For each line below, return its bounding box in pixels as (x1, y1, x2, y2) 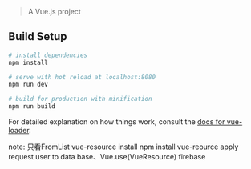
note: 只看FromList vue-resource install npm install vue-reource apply (8, 142, 239, 151)
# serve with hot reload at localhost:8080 (8, 73, 156, 81)
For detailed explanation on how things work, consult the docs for (8, 117, 225, 127)
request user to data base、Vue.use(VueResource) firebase (8, 152, 206, 162)
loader (8, 126, 30, 135)
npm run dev (8, 80, 48, 89)
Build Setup (8, 30, 67, 43)
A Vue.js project (27, 7, 82, 16)
